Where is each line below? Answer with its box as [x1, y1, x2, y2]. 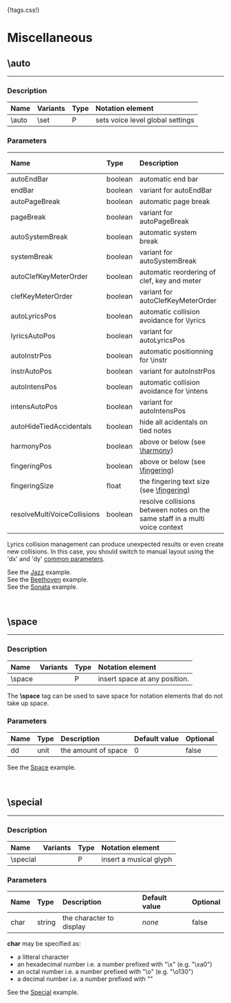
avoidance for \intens [139, 386, 208, 396]
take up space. [7, 699, 49, 707]
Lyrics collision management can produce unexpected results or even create [7, 540, 224, 548]
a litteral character [16, 953, 69, 961]
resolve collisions [139, 496, 196, 506]
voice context [139, 522, 184, 531]
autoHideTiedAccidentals [10, 421, 92, 431]
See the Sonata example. [7, 582, 78, 591]
